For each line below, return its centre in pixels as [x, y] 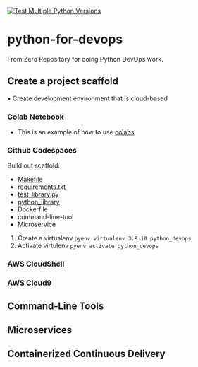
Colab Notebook [36, 117]
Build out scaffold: [34, 165]
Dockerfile [32, 209]
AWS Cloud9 [30, 283]
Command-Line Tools [56, 306]
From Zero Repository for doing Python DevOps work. [85, 59]
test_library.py [38, 194]
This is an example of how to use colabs [76, 132]
